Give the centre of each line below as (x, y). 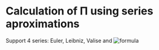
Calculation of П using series (79, 11)
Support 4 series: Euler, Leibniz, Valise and (59, 40)
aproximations (43, 24)
